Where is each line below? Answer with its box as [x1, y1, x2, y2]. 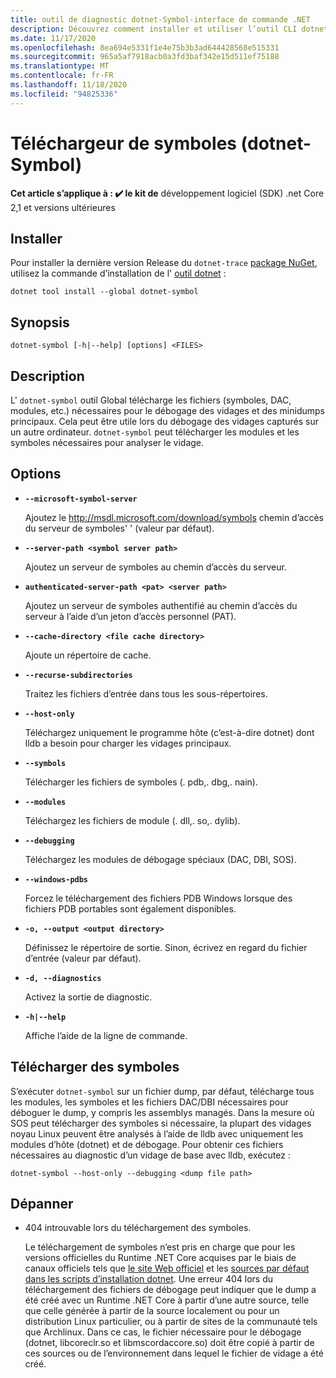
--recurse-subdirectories [24, 670, 133, 680]
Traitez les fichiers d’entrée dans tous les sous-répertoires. [24, 687, 268, 700]
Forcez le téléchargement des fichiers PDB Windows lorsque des [24, 892, 293, 904]
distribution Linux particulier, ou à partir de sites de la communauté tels [24, 1316, 318, 1328]
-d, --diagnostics [24, 973, 102, 983]
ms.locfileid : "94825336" [10, 89, 118, 99]
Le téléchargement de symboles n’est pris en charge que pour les [24, 1241, 296, 1253]
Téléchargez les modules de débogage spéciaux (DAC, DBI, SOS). [24, 853, 297, 865]
